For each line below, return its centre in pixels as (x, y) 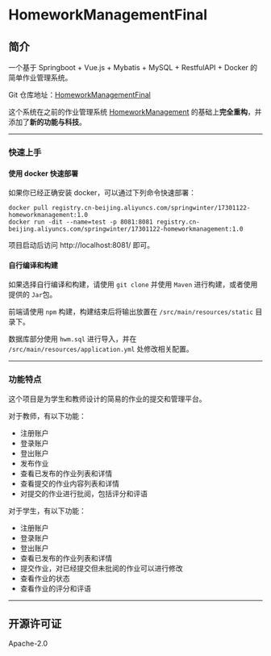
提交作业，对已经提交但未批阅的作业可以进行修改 (101, 568)
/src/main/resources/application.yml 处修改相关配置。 (101, 349)
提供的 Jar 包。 (33, 295)
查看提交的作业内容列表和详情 (69, 483)
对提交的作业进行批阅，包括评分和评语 (83, 493)
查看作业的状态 (45, 578)
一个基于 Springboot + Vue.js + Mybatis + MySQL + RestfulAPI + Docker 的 (133, 67)
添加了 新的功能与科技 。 (47, 122)
